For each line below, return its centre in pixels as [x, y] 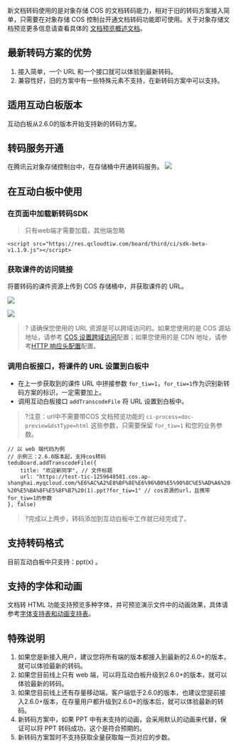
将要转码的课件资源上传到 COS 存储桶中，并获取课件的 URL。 [98, 286]
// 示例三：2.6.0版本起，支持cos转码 [57, 456]
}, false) [22, 504]
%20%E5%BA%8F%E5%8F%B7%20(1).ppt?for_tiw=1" [74, 490]
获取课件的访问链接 [40, 270]
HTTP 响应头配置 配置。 [65, 346]
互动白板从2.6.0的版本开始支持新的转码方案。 [74, 123]
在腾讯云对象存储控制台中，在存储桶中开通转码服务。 [85, 167]
